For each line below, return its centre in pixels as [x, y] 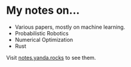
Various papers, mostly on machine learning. [70, 27]
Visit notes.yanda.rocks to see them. [51, 57]
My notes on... [43, 10]
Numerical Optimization [44, 39]
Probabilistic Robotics [42, 33]
